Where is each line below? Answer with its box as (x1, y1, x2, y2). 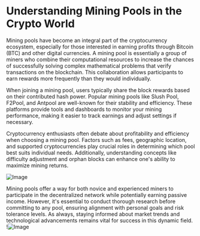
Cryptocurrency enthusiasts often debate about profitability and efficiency (6, 130, 190, 137)
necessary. (6, 118, 34, 125)
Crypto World (6, 17, 75, 31)
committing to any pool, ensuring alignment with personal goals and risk (6, 204, 184, 211)
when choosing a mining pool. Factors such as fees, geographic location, (6, 136, 187, 143)
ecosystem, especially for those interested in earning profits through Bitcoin (6, 43, 193, 50)
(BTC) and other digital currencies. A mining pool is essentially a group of (6, 49, 187, 56)
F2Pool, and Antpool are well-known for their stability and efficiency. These (6, 99, 193, 106)
